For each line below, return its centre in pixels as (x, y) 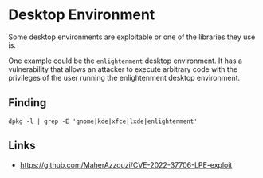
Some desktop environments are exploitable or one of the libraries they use (132, 37)
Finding (27, 103)
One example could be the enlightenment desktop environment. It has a (126, 61)
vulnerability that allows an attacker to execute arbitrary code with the (123, 69)
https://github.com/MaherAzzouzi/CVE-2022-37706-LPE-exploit (126, 164)
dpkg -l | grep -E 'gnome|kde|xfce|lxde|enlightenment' (103, 121)
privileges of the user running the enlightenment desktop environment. (124, 77)
